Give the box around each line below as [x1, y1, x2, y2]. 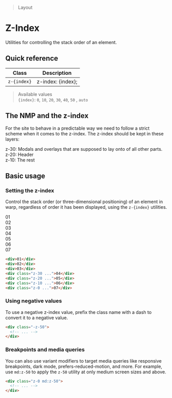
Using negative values [5, 297, 62, 305]
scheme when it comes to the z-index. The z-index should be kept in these [5, 130, 164, 136]
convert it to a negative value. [5, 314, 68, 321]
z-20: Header [5, 151, 34, 157]
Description [42, 69, 72, 76]
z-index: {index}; [36, 78, 78, 85]
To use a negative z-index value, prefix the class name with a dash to [5, 309, 152, 315]
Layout [17, 5, 33, 10]
